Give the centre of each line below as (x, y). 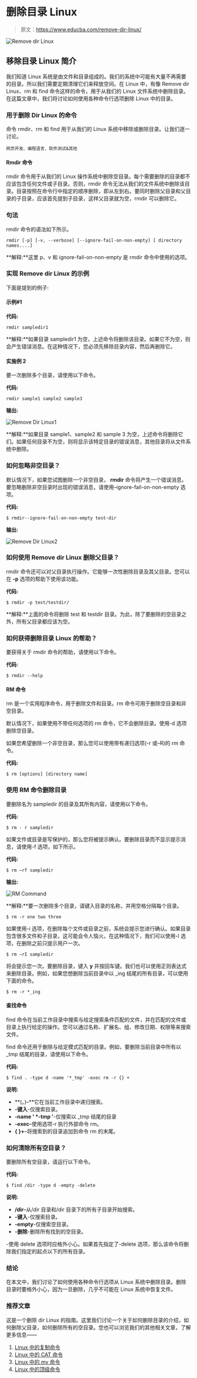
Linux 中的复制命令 (37, 1347)
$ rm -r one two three (34, 917)
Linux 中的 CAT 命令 (39, 1354)
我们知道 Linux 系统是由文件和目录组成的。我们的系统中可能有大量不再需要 (96, 76)
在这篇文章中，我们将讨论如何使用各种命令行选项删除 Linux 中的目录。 (91, 98)
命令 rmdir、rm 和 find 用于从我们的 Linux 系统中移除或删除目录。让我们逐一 (98, 129)
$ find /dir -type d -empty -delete (51, 1186)
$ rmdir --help (25, 676)
